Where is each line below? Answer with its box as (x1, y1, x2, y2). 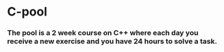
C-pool (7, 4, 48, 20)
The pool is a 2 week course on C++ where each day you (7, 28, 199, 38)
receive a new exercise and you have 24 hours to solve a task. (7, 36, 218, 46)
